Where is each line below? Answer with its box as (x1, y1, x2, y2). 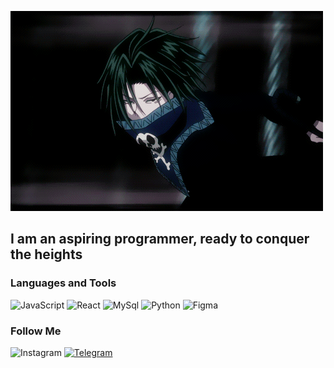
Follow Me (10, 324, 62, 338)
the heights (10, 246, 83, 263)
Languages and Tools (10, 276, 117, 290)
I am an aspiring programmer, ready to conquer (10, 231, 310, 248)
